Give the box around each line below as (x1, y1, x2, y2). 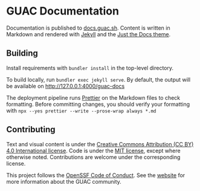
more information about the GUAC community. (6, 178, 122, 185)
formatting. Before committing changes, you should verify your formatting (6, 100, 190, 108)
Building (6, 48, 38, 59)
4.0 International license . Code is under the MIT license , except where (6, 147, 181, 154)
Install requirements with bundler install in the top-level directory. (6, 64, 174, 71)
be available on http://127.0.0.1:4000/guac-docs (6, 82, 125, 89)
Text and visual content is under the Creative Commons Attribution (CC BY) (6, 140, 194, 147)
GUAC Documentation (6, 4, 120, 18)
